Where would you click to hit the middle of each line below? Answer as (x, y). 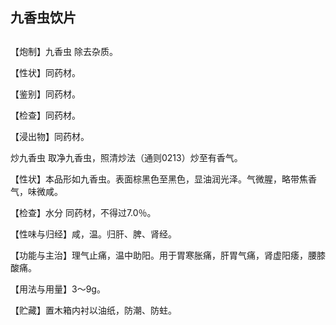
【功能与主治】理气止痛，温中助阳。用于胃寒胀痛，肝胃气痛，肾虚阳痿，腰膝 (168, 255)
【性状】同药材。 (45, 72)
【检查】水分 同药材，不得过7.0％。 (83, 212)
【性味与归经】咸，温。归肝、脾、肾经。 (93, 234)
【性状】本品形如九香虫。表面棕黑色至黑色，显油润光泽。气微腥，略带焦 (159, 179)
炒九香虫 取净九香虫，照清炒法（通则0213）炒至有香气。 (126, 157)
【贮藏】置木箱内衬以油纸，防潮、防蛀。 (93, 310)
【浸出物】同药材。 (50, 136)
